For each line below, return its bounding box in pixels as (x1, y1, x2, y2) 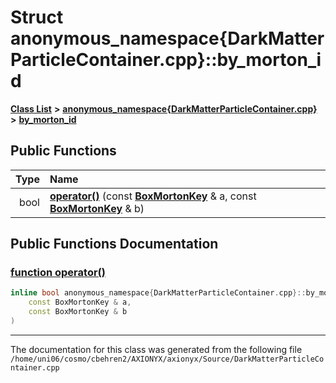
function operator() (10, 266, 106, 280)
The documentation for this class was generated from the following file (10, 343, 303, 355)
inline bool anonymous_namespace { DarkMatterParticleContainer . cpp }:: (10, 288, 307, 298)
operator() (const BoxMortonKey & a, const (49, 189, 257, 203)
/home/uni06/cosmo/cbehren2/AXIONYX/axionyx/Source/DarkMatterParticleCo (10, 354, 325, 364)
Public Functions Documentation (10, 236, 219, 253)
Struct (10, 6, 64, 29)
